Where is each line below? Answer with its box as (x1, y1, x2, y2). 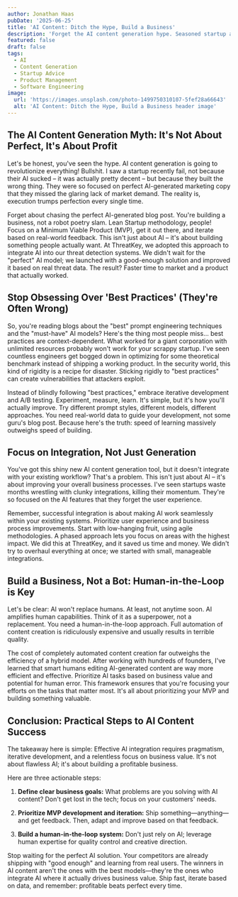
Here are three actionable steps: (7, 773, 101, 782)
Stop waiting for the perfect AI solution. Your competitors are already (7, 851, 209, 859)
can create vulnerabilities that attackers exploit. (7, 374, 146, 383)
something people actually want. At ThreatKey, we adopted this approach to (7, 241, 229, 249)
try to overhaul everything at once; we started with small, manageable (7, 547, 212, 555)
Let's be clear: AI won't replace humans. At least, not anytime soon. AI (7, 605, 212, 614)
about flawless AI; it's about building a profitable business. (7, 759, 178, 768)
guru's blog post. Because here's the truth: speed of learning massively (7, 418, 216, 427)
